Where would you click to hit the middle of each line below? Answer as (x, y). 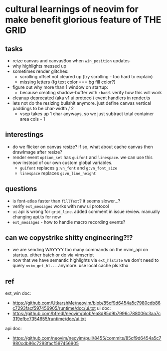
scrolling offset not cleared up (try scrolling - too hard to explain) (86, 77)
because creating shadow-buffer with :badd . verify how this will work (91, 92)
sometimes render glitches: (40, 71)
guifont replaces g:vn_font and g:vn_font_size (69, 168)
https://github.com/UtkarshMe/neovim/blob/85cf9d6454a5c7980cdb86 (86, 303)
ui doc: (104, 308)
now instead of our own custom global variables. (62, 163)
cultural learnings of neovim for (72, 9)
